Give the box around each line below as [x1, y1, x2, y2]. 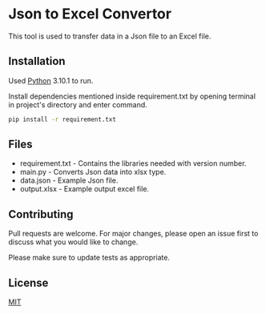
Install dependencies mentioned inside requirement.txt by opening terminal [8, 91, 256, 101]
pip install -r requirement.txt [8, 115, 116, 123]
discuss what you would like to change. [8, 237, 139, 247]
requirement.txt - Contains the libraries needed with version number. [19, 159, 247, 168]
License [8, 276, 49, 289]
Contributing [8, 207, 74, 221]
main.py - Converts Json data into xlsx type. [19, 167, 167, 177]
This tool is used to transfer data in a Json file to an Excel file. [8, 31, 212, 41]
